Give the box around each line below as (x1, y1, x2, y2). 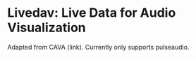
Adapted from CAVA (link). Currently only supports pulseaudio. (7, 43, 190, 51)
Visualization (7, 20, 86, 36)
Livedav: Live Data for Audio (7, 5, 176, 21)
